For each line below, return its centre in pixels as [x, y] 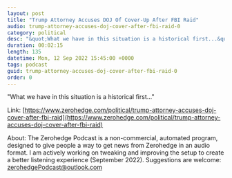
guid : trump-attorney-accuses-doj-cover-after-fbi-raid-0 [92, 71]
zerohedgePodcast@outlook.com [55, 167]
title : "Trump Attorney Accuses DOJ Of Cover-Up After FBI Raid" [103, 20]
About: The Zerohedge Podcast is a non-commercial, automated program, [113, 138]
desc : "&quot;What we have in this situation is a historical [98, 39]
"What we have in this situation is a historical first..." [81, 97]
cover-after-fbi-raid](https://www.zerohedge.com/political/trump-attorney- [114, 118]
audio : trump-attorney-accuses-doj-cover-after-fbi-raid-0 [94, 26]
